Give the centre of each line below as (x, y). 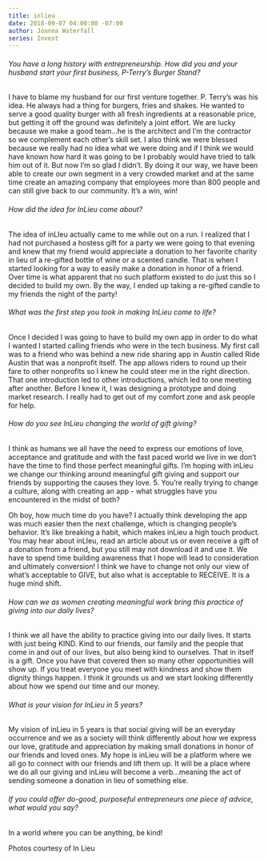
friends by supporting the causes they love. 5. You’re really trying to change (133, 483)
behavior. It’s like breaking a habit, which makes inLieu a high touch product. (134, 532)
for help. (22, 405)
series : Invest (34, 38)
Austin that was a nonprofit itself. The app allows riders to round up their (128, 363)
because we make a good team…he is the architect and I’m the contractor (130, 131)
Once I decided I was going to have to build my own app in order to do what (133, 337)
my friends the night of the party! (63, 294)
